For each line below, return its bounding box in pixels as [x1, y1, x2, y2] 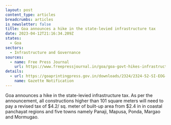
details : [5, 69, 24, 74]
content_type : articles [5, 12, 56, 17]
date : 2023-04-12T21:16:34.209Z [5, 31, 74, 36]
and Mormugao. [5, 114, 39, 120]
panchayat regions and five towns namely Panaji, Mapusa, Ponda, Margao [5, 108, 161, 114]
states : [5, 36, 22, 41]
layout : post [5, 7, 33, 13]
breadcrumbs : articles [5, 17, 53, 22]
